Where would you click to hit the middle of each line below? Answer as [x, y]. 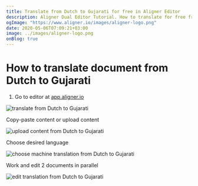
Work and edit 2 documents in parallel [52, 165]
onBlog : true [22, 39]
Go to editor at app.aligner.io [49, 97]
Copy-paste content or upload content [53, 119]
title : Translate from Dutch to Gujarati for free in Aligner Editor [93, 11]
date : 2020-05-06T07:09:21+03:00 [47, 28]
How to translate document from [87, 68]
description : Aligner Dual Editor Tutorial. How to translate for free [96, 17]
